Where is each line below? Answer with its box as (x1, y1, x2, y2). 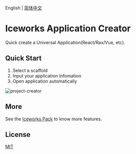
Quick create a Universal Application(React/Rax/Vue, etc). (5, 39, 125, 45)
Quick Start (5, 54, 42, 62)
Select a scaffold (12, 67, 48, 73)
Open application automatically (12, 78, 77, 84)
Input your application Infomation (12, 72, 82, 79)
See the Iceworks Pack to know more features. (5, 116, 102, 122)
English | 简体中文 (5, 5, 42, 11)
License (5, 130, 31, 139)
